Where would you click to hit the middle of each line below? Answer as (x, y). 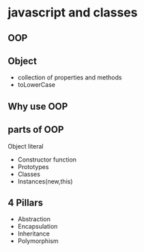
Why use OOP (38, 106)
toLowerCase (36, 85)
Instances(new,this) (45, 181)
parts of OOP (36, 130)
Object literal (26, 146)
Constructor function (47, 160)
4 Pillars (26, 202)
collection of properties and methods (70, 77)
